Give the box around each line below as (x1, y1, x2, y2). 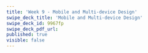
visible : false (6, 37, 45, 43)
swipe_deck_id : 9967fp (6, 20, 64, 26)
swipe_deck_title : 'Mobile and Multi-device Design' (6, 15, 143, 21)
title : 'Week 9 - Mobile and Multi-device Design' (6, 9, 138, 15)
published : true (6, 32, 48, 38)
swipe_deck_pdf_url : (6, 26, 59, 32)
